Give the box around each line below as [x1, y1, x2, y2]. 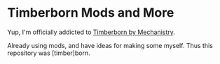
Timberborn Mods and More [7, 5, 174, 21]
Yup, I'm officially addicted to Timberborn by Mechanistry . [7, 28, 175, 36]
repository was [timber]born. [7, 49, 90, 57]
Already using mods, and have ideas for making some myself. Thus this [7, 41, 214, 49]
